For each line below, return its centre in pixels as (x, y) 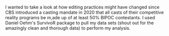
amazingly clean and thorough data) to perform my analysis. (68, 28)
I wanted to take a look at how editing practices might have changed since (82, 7)
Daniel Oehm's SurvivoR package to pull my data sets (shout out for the (79, 23)
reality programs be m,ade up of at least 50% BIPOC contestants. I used (80, 18)
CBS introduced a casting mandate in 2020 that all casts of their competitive (84, 12)
